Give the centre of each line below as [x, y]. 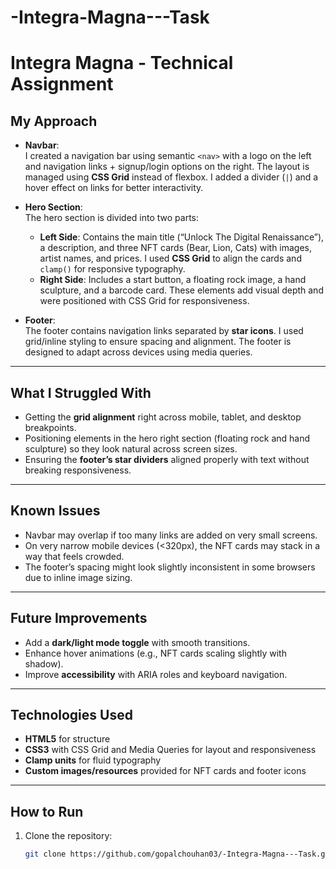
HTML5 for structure [67, 739]
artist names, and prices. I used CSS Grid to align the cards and [170, 258]
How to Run [47, 811]
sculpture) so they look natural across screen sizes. [131, 449]
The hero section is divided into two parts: [112, 218]
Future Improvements [79, 618]
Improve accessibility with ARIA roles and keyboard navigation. [156, 674]
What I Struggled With [81, 392]
